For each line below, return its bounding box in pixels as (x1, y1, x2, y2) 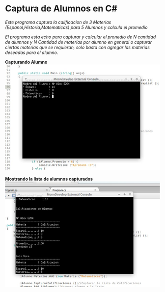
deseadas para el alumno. (5, 50, 58, 55)
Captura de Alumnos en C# (5, 3, 118, 14)
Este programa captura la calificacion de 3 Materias (5, 19, 111, 25)
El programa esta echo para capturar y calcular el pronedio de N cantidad (5, 34, 156, 40)
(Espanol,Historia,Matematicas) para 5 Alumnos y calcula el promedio (5, 24, 148, 30)
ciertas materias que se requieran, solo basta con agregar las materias (5, 44, 150, 50)
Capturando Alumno (5, 59, 48, 65)
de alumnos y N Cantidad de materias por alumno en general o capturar (5, 39, 152, 45)
